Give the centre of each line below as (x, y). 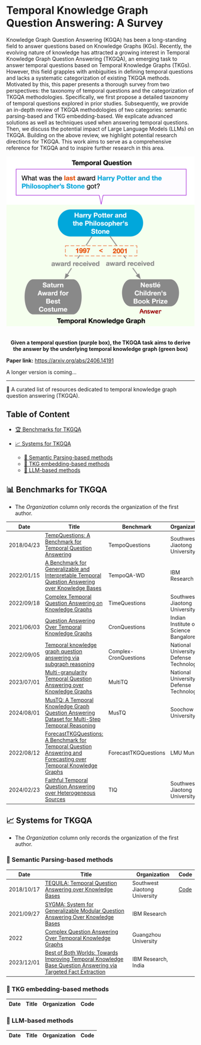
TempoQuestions (130, 545)
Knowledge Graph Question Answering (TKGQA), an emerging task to (92, 59)
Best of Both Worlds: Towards (81, 953)
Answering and (63, 753)
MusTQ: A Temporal (69, 700)
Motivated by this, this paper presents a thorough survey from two (88, 84)
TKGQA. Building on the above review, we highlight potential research (92, 135)
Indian (178, 617)
